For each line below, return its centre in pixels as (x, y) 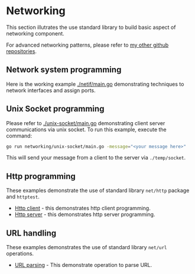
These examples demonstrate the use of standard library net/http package (98, 191)
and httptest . (23, 197)
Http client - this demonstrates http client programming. (82, 208)
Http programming (41, 176)
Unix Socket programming (55, 109)
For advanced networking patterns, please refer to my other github (87, 45)
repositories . (22, 51)
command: (19, 136)
